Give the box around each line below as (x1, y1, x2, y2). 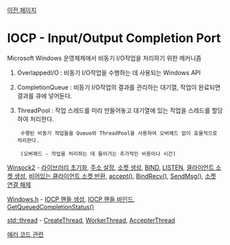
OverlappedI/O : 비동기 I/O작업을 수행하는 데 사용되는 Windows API (16, 68, 201, 77)
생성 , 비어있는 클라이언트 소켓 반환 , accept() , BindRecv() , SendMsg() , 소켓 (14, 172, 216, 180)
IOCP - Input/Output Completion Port (7, 30, 221, 46)
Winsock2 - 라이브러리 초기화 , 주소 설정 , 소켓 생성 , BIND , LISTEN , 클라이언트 (7, 163, 214, 172)
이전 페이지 (7, 6, 37, 14)
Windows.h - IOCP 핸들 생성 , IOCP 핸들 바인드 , (7, 195, 136, 203)
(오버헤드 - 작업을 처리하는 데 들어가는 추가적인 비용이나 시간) (20, 150, 177, 157)
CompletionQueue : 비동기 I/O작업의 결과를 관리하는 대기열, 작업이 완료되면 (16, 83, 221, 91)
